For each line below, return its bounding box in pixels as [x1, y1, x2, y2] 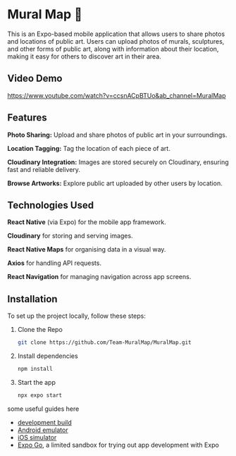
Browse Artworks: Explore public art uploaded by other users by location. [7, 179, 223, 187]
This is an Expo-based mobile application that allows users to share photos [7, 30, 225, 38]
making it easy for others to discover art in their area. [7, 52, 162, 61]
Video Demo [7, 73, 63, 85]
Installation [7, 292, 58, 305]
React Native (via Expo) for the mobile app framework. [7, 218, 167, 226]
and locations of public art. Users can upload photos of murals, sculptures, [7, 37, 225, 45]
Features [7, 112, 47, 124]
